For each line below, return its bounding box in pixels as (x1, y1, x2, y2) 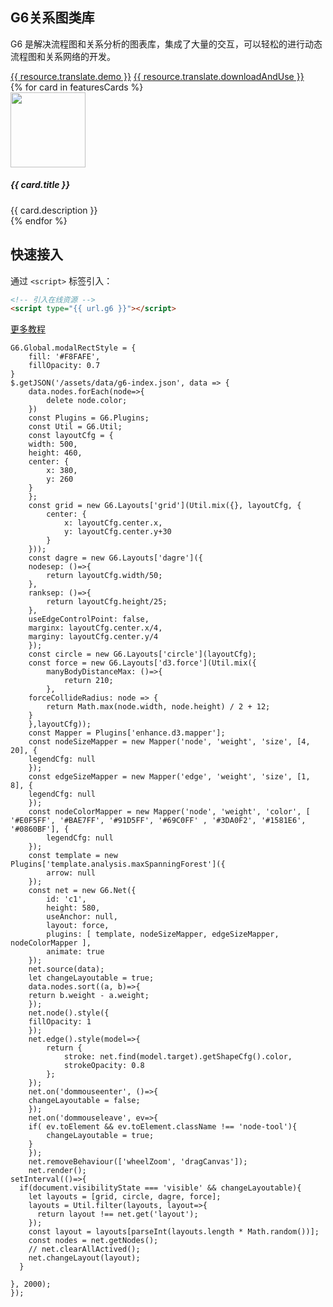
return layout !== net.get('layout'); (36, 1209, 199, 1220)
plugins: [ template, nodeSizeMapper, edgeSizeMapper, (46, 929, 280, 940)
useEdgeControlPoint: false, (28, 614, 150, 625)
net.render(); (28, 1166, 87, 1176)
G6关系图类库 (10, 9, 95, 27)
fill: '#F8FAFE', (28, 352, 101, 362)
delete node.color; (46, 396, 128, 406)
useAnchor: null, (46, 912, 118, 922)
